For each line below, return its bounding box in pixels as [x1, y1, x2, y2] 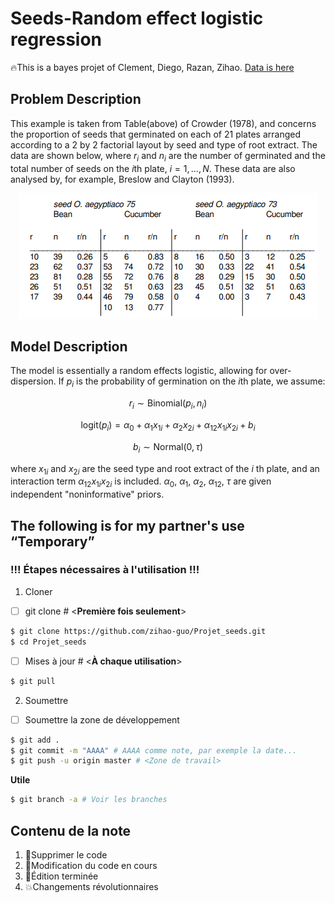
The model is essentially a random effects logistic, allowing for [10, 365, 268, 377]
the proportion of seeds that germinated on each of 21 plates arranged [10, 128, 301, 140]
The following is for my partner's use [10, 517, 245, 534]
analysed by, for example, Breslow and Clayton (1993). [10, 173, 235, 185]
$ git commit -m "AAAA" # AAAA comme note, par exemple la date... [10, 745, 298, 756]
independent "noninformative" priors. [10, 488, 165, 501]
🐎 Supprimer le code [24, 848, 108, 861]
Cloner [24, 585, 53, 597]
